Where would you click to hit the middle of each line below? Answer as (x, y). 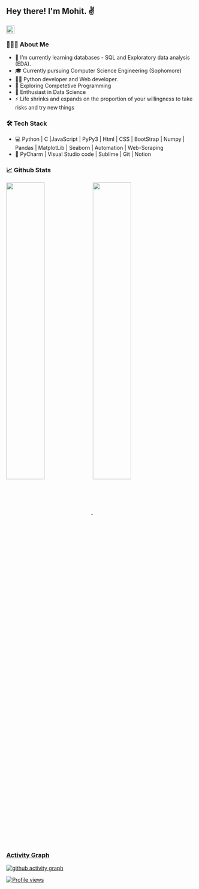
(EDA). (23, 64)
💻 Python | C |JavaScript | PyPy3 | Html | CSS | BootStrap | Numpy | (99, 139)
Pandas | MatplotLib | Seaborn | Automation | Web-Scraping (89, 148)
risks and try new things (45, 108)
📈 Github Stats (28, 170)
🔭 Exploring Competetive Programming (63, 86)
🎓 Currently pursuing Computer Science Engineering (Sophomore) (98, 71)
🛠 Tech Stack (27, 123)
